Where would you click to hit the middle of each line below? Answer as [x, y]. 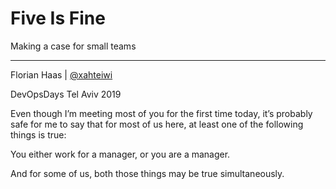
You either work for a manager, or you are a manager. [120, 154]
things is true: [38, 134]
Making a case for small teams [73, 46]
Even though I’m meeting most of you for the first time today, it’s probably [161, 113]
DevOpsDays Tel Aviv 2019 [66, 94]
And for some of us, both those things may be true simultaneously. [147, 173]
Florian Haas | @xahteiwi [61, 74]
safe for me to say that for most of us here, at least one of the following [157, 124]
